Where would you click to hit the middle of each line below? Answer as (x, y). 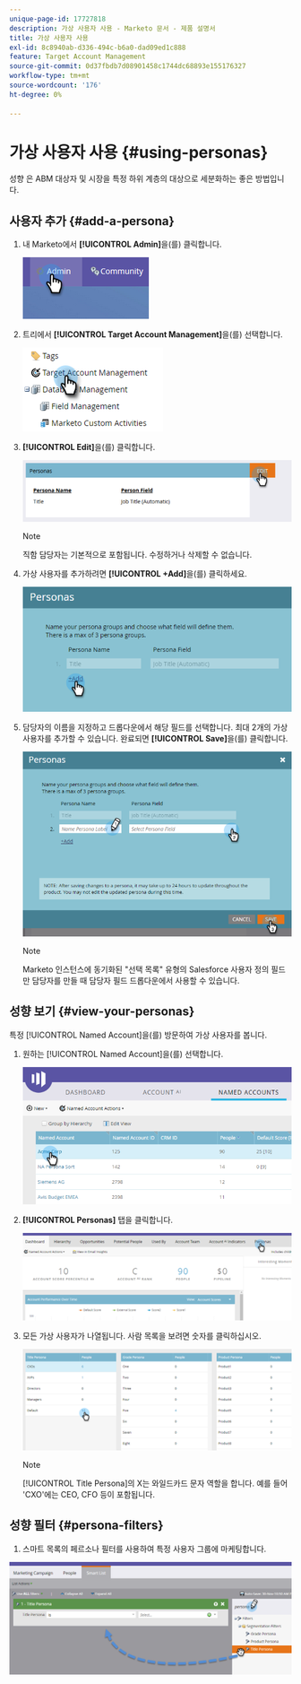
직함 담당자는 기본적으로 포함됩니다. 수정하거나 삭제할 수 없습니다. (137, 555)
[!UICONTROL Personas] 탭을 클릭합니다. (97, 1220)
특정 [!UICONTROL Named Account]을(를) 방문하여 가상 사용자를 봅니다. (138, 1035)
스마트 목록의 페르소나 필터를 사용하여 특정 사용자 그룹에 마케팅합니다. (144, 1549)
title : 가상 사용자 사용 (49, 38)
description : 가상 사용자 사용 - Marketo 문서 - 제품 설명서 (112, 28)
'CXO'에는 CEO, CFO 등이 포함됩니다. (88, 1494)
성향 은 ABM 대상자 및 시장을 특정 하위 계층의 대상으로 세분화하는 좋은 (131, 178)
